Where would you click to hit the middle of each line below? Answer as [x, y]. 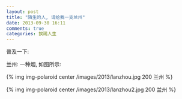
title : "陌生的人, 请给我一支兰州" [46, 17]
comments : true [25, 28]
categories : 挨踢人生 [32, 34]
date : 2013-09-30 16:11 [36, 23]
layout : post [23, 12]
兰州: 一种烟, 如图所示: [34, 64]
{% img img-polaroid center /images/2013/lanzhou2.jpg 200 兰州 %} [91, 89]
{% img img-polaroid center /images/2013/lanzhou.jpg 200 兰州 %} [89, 77]
